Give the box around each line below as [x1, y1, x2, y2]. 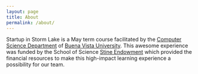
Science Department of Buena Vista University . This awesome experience [6, 42, 188, 49]
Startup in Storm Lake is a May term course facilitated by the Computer [6, 36, 182, 43]
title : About [6, 14, 39, 20]
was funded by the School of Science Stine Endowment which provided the [6, 49, 193, 56]
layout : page [6, 8, 39, 15]
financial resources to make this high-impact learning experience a [6, 54, 171, 62]
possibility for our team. [6, 61, 65, 68]
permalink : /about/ [6, 20, 55, 25]
